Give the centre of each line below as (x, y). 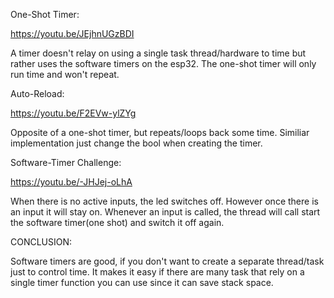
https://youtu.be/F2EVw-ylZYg (73, 113)
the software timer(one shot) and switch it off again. (117, 222)
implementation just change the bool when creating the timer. (136, 143)
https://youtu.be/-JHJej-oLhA (71, 182)
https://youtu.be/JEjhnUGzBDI (72, 33)
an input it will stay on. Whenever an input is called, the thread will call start (165, 212)
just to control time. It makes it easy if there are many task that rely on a (157, 272)
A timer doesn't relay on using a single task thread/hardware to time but (158, 53)
